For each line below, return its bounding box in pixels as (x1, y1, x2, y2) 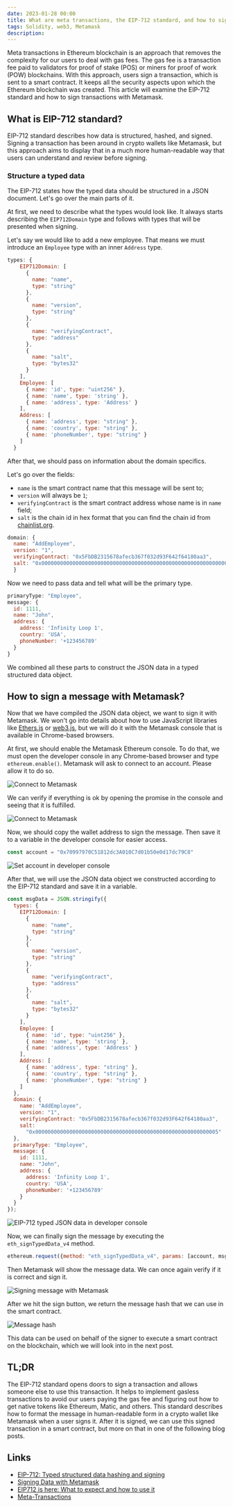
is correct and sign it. (7, 1273, 68, 1281)
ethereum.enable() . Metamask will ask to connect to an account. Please (7, 759, 212, 768)
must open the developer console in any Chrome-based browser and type (7, 752, 219, 760)
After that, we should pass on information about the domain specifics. (7, 457, 207, 465)
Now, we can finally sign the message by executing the (7, 1232, 164, 1241)
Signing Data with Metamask (17, 1478, 99, 1486)
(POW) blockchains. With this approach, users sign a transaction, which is (7, 71, 218, 79)
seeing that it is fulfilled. (7, 801, 76, 810)
